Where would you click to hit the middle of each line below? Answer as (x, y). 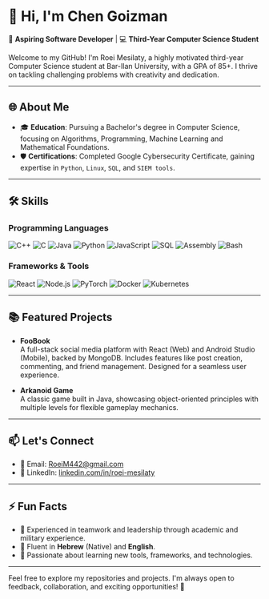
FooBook (35, 340)
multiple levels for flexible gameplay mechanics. (99, 407)
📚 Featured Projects (60, 318)
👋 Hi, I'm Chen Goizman (88, 16)
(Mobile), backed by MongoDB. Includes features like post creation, (131, 358)
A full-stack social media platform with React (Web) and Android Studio (137, 349)
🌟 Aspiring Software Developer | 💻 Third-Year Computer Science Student (134, 38)
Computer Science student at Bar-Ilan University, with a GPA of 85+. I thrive (133, 66)
